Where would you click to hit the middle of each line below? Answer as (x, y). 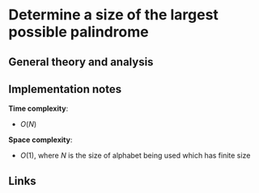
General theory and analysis (81, 62)
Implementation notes (65, 89)
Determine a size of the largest (113, 15)
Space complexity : (40, 140)
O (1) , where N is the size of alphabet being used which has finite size (135, 156)
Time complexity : (38, 109)
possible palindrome (79, 32)
